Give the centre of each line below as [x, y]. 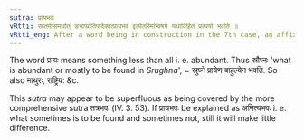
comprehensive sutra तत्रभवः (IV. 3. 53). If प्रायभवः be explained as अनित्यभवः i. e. [148, 108]
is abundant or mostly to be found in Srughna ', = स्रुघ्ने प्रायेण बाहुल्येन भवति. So [143, 70]
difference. [30, 128]
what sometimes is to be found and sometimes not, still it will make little [142, 118]
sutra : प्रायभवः [32, 18]
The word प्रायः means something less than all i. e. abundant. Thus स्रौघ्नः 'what [150, 61]
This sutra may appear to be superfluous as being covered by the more [142, 98]
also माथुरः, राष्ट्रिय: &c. [44, 80]
